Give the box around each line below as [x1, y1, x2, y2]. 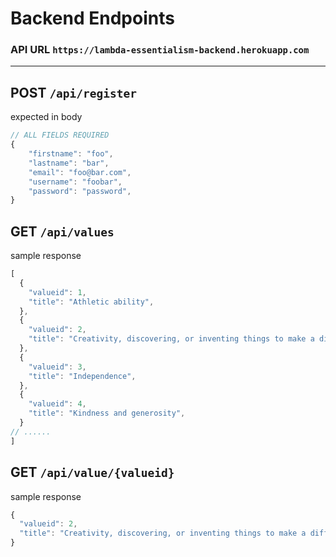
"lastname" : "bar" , [28, 158, 110, 168]
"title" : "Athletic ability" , [28, 297, 155, 307]
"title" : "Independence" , [28, 371, 137, 381]
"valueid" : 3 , [28, 362, 87, 372]
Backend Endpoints [10, 7, 175, 30]
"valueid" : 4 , [28, 399, 87, 409]
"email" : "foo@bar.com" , [28, 167, 132, 177]
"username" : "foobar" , [28, 177, 123, 187]
